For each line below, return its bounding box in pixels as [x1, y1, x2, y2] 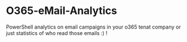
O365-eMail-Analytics [6, 4, 118, 17]
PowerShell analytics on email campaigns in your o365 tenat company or [6, 23, 181, 30]
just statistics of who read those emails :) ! [6, 29, 108, 36]
